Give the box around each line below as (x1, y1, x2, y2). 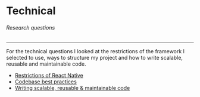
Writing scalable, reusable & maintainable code (14, 85, 130, 92)
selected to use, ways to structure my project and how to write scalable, (6, 54, 183, 62)
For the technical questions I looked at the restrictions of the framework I (6, 48, 185, 55)
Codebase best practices (14, 78, 77, 85)
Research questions (6, 24, 55, 31)
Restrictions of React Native (14, 72, 83, 79)
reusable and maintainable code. (6, 60, 86, 67)
